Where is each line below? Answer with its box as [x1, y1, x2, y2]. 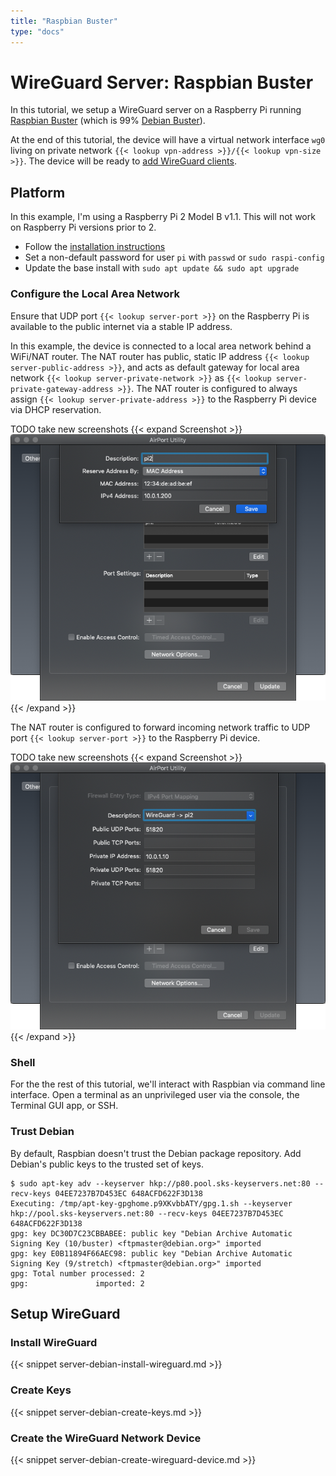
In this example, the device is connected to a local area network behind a [10, 340, 312, 352]
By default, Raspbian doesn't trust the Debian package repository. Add [10, 1147, 302, 1159]
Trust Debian [10, 1125, 75, 1139]
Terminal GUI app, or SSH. [10, 1100, 119, 1112]
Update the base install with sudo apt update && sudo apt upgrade [24, 262, 300, 274]
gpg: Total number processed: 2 [10, 1268, 145, 1279]
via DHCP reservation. [10, 403, 102, 415]
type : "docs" [10, 26, 65, 37]
